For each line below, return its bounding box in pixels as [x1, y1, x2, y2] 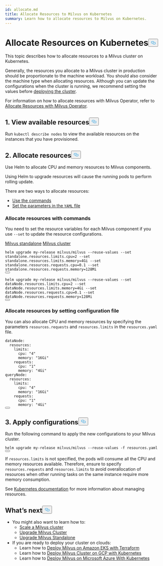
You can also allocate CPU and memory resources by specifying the [5, 318, 142, 324]
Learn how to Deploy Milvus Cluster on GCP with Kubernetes [19, 550, 142, 556]
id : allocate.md [5, 7, 38, 12]
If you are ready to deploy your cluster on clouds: [12, 540, 111, 546]
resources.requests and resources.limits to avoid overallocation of [5, 466, 141, 472]
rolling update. [5, 179, 34, 184]
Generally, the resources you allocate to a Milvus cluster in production [5, 68, 145, 73]
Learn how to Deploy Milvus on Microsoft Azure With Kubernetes [19, 555, 150, 561]
